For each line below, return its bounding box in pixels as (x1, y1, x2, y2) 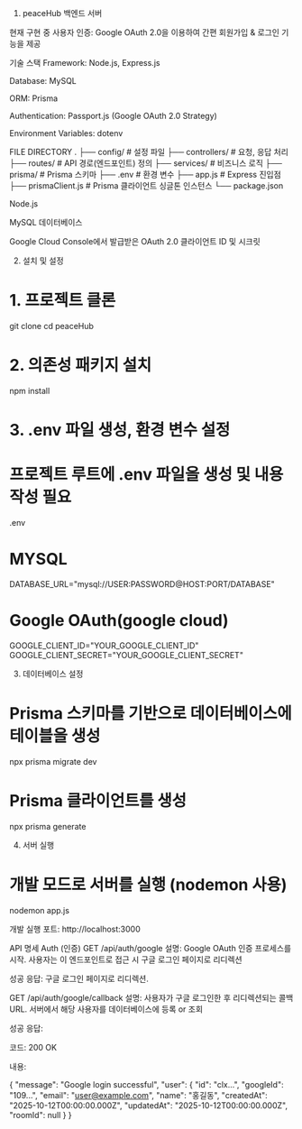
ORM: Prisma (9, 93, 59, 104)
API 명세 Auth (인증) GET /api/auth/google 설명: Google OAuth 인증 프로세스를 (9, 942, 291, 953)
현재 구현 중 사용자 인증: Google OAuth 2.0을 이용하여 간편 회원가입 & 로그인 (9, 27, 279, 38)
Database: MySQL (9, 76, 77, 86)
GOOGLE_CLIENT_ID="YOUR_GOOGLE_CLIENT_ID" (9, 639, 199, 651)
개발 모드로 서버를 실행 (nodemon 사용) (9, 874, 288, 895)
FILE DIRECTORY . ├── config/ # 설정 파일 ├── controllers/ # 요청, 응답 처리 (9, 147, 288, 157)
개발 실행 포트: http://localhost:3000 (9, 923, 142, 934)
